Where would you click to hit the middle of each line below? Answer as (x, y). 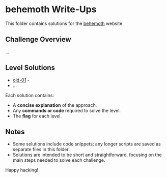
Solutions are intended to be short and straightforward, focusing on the (87, 155)
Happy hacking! (22, 170)
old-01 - (21, 80)
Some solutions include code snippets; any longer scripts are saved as (87, 144)
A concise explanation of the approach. (55, 105)
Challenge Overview (38, 39)
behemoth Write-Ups (51, 9)
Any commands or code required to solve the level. (67, 110)
